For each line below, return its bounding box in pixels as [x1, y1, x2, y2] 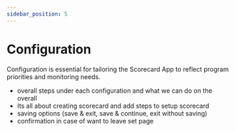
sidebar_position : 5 [6, 10, 68, 18]
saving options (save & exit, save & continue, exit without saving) [16, 108, 207, 118]
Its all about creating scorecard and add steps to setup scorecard [16, 101, 210, 110]
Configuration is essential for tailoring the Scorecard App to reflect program [6, 65, 229, 73]
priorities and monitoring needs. [6, 72, 101, 81]
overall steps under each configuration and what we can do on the [16, 86, 212, 95]
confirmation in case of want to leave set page [16, 116, 154, 125]
